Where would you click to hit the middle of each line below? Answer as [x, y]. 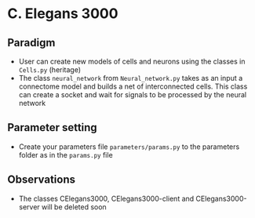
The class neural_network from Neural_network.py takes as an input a [131, 78]
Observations [42, 180]
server [29, 207]
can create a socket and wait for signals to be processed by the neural [133, 94]
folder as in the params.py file [66, 154]
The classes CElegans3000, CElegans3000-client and [106, 198]
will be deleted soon [74, 207]
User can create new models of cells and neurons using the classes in [132, 61]
